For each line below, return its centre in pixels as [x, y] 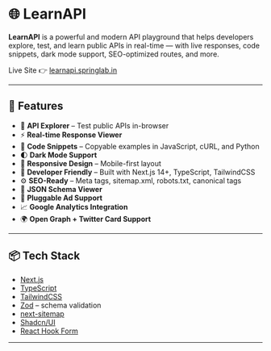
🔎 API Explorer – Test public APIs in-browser [94, 125]
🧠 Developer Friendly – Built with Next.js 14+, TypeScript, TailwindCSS [138, 172]
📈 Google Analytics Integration [74, 207]
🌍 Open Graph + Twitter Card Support [85, 219]
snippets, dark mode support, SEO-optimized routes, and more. [114, 54]
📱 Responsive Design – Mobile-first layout [90, 163]
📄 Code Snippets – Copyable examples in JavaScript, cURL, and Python [140, 146]
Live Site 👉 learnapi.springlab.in [63, 70]
